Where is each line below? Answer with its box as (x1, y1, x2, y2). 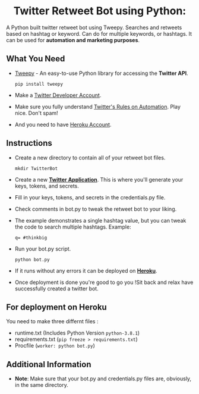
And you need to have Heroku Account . (14, 121, 112, 128)
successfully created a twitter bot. (14, 284, 99, 292)
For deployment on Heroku (6, 302, 107, 312)
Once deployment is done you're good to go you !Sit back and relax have (14, 279, 194, 286)
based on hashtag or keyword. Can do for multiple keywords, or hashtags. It (6, 30, 192, 37)
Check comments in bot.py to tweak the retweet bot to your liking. (14, 205, 177, 212)
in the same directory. (14, 382, 68, 389)
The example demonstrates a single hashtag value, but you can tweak (14, 217, 187, 224)
